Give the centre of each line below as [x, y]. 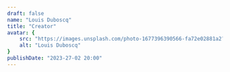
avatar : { [21, 33]
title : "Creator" [32, 26]
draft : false [26, 13]
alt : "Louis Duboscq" [50, 45]
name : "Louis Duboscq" [39, 20]
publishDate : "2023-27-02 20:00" [55, 58]
